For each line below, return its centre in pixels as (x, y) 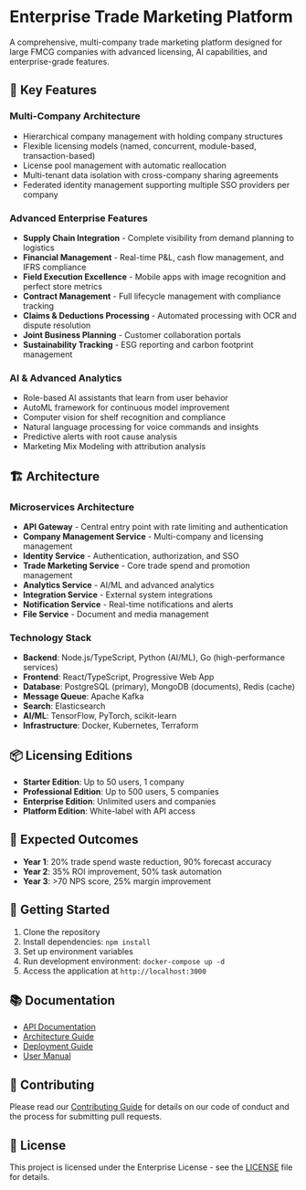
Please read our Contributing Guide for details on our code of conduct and (149, 1107)
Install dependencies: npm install (86, 942)
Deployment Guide (58, 1047)
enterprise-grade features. (59, 61)
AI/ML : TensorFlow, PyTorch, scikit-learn (100, 716)
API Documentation (59, 1027)
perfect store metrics (63, 286)
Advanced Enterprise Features (79, 218)
